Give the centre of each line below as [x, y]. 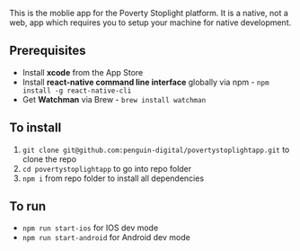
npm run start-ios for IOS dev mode [90, 228]
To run [28, 206]
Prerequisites [48, 51]
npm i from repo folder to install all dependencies [113, 178]
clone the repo [49, 159]
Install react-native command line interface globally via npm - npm [146, 82]
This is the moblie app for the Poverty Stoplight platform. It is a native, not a [149, 13]
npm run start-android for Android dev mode [106, 238]
